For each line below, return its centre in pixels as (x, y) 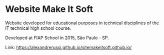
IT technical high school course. (38, 28)
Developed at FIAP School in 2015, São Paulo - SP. (57, 38)
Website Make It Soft (49, 9)
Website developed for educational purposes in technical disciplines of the (82, 23)
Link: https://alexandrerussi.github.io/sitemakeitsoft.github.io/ (68, 47)
